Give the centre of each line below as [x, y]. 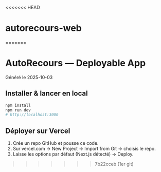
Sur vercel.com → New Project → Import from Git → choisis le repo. [84, 149]
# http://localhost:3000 [32, 115]
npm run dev [18, 110]
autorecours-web [44, 28]
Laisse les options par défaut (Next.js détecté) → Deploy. [73, 154]
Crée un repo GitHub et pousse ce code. [56, 143]
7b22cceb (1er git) [114, 164]
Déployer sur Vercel [38, 131]
